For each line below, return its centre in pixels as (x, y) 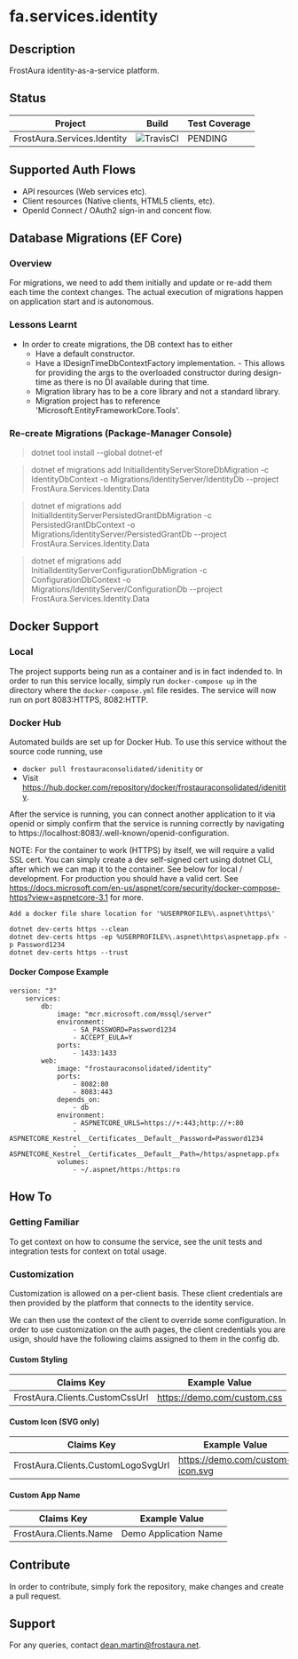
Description (42, 49)
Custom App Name (45, 1495)
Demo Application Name (172, 1533)
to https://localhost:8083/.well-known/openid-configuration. (119, 833)
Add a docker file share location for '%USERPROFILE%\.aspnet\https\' (142, 913)
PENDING (208, 138)
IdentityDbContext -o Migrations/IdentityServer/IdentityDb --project (155, 479)
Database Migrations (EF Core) (96, 239)
